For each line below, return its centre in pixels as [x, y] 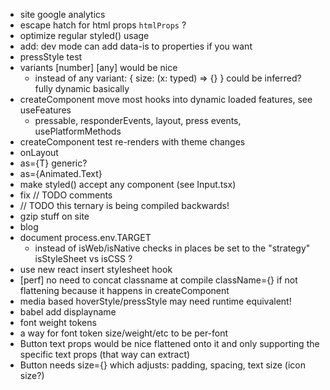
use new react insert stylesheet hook [96, 269]
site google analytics [62, 14]
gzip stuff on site [54, 216]
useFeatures [45, 110]
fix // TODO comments [66, 195]
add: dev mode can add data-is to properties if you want [136, 46]
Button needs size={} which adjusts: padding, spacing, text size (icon [162, 365]
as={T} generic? [53, 163]
